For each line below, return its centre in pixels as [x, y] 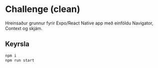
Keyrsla [17, 44]
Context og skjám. [24, 28]
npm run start [20, 60]
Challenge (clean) [43, 9]
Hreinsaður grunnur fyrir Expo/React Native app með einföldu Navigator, [79, 23]
